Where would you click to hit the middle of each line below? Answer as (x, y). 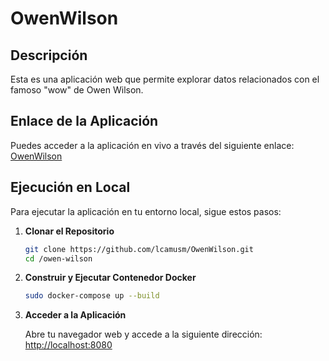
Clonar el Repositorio (69, 231)
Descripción (49, 55)
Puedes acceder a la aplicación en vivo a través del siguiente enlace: (152, 145)
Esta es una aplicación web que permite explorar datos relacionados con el (165, 79)
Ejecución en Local (70, 187)
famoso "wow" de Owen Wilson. (77, 90)
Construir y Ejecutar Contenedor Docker (110, 278)
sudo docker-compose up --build (92, 296)
